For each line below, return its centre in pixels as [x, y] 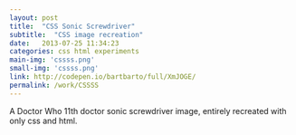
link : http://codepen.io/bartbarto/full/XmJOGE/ [103, 77]
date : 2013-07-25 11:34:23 [64, 43]
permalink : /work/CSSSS [54, 85]
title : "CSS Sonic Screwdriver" [72, 26]
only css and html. [43, 121]
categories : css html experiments [75, 52]
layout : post [34, 18]
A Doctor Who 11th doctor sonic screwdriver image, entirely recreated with [148, 111]
